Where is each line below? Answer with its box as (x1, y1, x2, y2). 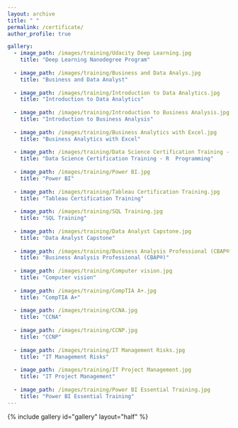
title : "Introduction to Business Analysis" (20, 116, 154, 123)
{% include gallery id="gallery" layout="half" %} (7, 412, 149, 421)
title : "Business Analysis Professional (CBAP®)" (20, 254, 170, 261)
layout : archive (7, 10, 55, 18)
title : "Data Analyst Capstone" (20, 234, 115, 241)
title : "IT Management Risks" (20, 353, 110, 361)
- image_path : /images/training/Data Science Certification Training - (13, 148, 230, 156)
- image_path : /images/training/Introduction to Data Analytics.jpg (13, 89, 220, 97)
